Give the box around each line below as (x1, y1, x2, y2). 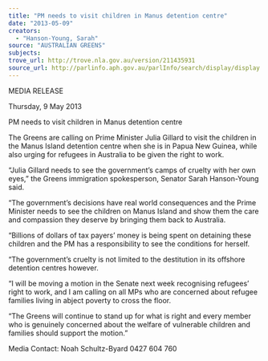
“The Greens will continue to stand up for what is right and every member (8, 310, 251, 321)
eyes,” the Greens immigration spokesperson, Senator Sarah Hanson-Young (8, 173, 259, 183)
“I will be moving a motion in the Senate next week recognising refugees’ (8, 278, 250, 288)
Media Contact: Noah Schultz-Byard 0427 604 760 (8, 343, 177, 353)
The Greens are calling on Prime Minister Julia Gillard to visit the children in (8, 132, 257, 142)
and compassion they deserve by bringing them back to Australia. (8, 214, 226, 225)
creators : (8, 26, 42, 34)
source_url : (8, 64, 48, 72)
